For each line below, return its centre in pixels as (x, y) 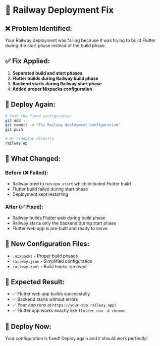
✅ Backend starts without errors (45, 299)
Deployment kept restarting (40, 194)
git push (14, 130)
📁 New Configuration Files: (47, 244)
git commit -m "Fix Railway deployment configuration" (63, 125)
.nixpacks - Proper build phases (45, 256)
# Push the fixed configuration (38, 116)
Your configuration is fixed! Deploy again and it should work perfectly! (77, 339)
